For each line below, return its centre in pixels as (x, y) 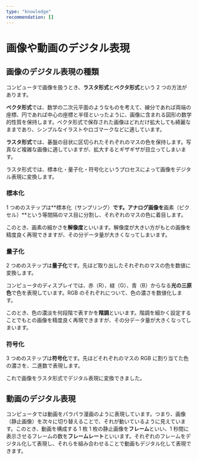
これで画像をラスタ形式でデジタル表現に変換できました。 (76, 378)
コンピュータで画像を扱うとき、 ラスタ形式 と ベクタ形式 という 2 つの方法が (97, 87)
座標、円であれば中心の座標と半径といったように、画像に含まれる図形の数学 (99, 114)
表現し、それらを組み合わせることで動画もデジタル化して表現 (112, 443)
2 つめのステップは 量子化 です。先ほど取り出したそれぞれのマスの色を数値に (99, 265)
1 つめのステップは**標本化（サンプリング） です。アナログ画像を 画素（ (93, 207)
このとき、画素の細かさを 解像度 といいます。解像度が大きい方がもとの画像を (99, 227)
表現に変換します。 (34, 176)
